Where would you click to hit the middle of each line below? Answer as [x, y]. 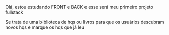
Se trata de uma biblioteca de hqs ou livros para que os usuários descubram [85, 22]
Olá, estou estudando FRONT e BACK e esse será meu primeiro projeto [79, 7]
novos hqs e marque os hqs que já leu [45, 27]
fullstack [14, 12]
